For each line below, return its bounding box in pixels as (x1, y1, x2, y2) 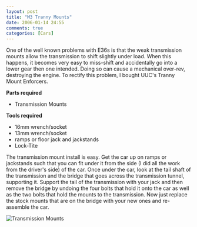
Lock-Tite (14, 142, 38, 149)
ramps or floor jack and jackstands (14, 136, 99, 143)
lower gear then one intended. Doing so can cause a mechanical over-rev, (6, 65, 185, 72)
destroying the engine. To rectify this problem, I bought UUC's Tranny (6, 72, 175, 79)
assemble (6, 203, 30, 211)
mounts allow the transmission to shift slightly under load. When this (6, 53, 172, 60)
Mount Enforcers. (6, 78, 48, 85)
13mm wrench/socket (14, 130, 67, 137)
